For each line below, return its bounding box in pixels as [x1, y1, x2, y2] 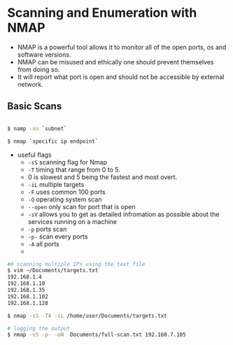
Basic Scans [7, 100, 62, 113]
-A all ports [27, 239, 59, 248]
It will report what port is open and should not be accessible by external [17, 72, 225, 81]
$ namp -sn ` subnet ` [7, 125, 68, 132]
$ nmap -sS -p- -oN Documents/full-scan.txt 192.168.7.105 [7, 331, 187, 339]
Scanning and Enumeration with [7, 5, 197, 21]
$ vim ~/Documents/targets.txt [7, 267, 99, 274]
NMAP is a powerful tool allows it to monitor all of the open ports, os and [17, 43, 227, 51]
